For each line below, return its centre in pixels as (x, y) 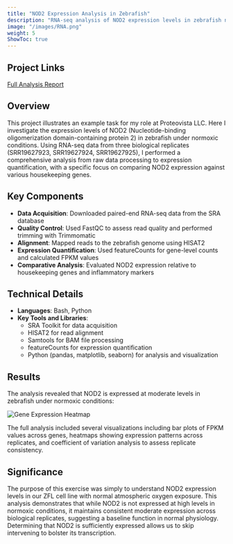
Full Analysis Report (36, 84)
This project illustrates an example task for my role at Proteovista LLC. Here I (116, 123)
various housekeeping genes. (50, 174)
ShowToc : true (28, 40)
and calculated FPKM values (58, 257)
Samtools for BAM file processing (75, 340)
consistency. (25, 450)
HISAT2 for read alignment (66, 333)
